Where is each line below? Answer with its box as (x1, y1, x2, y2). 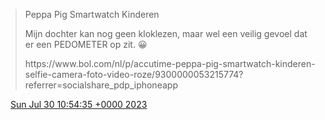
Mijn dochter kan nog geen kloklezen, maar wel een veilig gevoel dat (24, 28, 308, 39)
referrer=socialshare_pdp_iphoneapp (24, 79, 178, 91)
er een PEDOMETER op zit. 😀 (24, 39, 148, 50)
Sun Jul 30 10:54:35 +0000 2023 (9, 99, 148, 110)
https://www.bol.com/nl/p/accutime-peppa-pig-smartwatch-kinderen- (24, 58, 316, 69)
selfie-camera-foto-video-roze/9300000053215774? (24, 69, 244, 80)
